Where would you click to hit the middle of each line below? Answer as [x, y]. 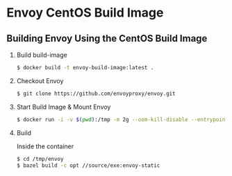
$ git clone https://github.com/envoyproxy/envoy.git [96, 94]
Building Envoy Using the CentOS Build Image [107, 38]
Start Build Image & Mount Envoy [64, 107]
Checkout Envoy [40, 80]
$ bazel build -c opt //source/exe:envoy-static [88, 165]
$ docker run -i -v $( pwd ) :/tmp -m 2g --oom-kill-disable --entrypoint [122, 119]
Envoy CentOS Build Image [85, 13]
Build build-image [42, 55]
